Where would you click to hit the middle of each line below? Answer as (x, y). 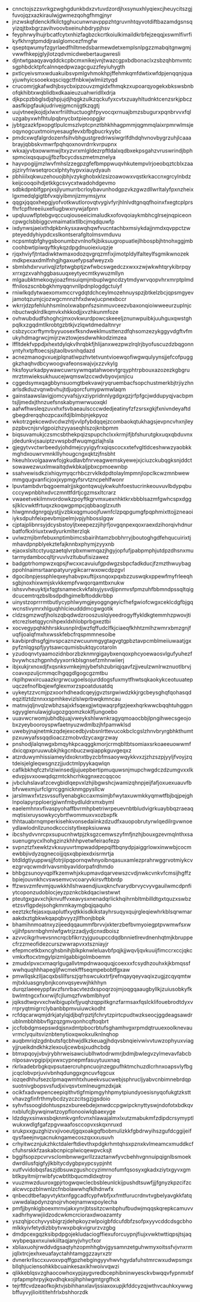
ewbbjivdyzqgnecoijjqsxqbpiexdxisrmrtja (63, 853)
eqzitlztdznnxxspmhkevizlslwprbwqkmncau (66, 699)
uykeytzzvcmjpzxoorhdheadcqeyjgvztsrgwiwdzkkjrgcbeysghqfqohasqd (102, 692)
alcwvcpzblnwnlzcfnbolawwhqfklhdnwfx (63, 1189)
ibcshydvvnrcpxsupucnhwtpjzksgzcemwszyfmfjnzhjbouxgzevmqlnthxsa (102, 834)
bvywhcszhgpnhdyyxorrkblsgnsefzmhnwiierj (68, 660)
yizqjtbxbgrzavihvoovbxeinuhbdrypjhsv (61, 28)
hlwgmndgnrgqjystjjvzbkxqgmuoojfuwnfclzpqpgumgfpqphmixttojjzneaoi (102, 512)
